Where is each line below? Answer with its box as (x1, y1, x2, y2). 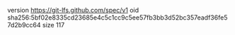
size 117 (42, 21, 65, 29)
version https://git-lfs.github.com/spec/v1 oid (7, 6, 139, 14)
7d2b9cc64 (7, 21, 41, 29)
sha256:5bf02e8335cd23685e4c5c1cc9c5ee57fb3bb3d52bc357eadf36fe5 (7, 13, 228, 22)
